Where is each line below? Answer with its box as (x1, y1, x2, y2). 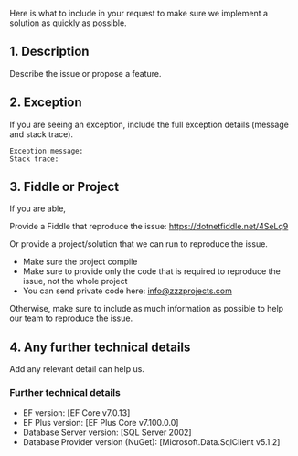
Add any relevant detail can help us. (9, 364, 144, 375)
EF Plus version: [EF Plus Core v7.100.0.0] (22, 417, 179, 428)
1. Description (9, 44, 90, 59)
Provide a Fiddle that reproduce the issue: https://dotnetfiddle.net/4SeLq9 (9, 221, 289, 232)
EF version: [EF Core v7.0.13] (22, 407, 131, 419)
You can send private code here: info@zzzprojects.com (22, 285, 233, 296)
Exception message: (9, 146, 84, 155)
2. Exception (9, 95, 82, 111)
